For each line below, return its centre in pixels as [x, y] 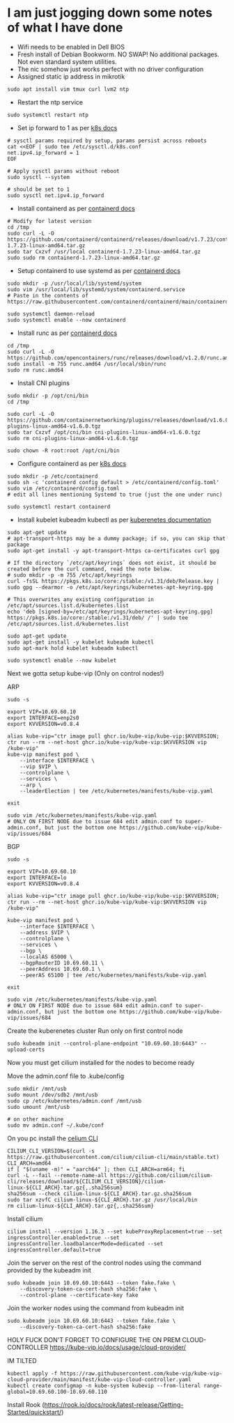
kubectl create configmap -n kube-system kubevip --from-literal [104, 1385]
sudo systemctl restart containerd [59, 506]
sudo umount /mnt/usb [39, 1107]
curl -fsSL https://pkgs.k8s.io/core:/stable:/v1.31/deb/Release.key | [113, 581]
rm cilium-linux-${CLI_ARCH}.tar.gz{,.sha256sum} [81, 1206]
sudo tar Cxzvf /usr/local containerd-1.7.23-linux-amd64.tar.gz [104, 251]
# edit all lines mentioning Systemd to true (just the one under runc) [115, 495]
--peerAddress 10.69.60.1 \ [60, 969]
